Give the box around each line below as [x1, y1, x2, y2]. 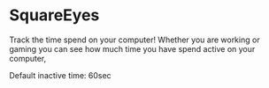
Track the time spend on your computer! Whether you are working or [9, 34, 260, 45]
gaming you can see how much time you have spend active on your [9, 43, 256, 54]
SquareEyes [9, 5, 100, 26]
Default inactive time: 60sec [9, 70, 112, 80]
